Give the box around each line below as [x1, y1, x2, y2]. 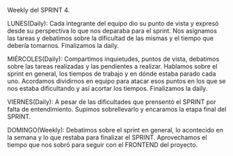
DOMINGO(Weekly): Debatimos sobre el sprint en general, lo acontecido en [7, 126, 224, 134]
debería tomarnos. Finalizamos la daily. [7, 42, 120, 49]
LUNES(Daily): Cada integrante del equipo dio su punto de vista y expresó [7, 19, 219, 27]
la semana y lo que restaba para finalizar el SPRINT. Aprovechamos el [7, 133, 207, 141]
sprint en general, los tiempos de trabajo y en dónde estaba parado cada [7, 69, 216, 78]
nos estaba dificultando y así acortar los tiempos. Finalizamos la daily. [7, 85, 208, 92]
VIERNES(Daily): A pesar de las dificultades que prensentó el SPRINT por [7, 98, 217, 106]
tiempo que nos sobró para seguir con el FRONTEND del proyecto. [7, 141, 198, 148]
